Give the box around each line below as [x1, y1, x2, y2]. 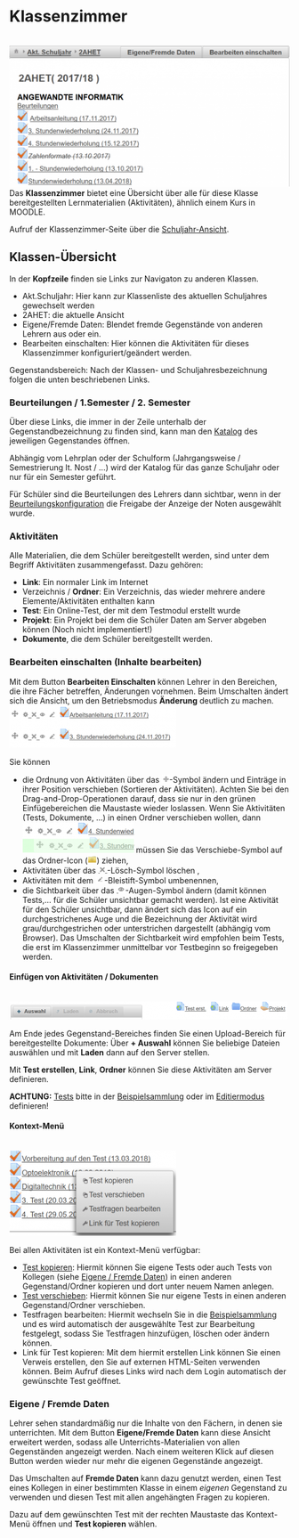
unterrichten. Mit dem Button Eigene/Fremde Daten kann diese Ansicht [9, 1428, 271, 1438]
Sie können [9, 756, 51, 767]
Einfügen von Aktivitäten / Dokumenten [9, 972, 158, 982]
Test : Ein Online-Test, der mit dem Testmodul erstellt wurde [21, 606, 241, 616]
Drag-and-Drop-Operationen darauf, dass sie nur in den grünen [21, 793, 256, 803]
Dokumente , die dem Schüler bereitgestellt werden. [21, 634, 214, 645]
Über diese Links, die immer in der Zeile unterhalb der [9, 416, 207, 427]
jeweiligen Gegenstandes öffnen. [9, 435, 131, 446]
